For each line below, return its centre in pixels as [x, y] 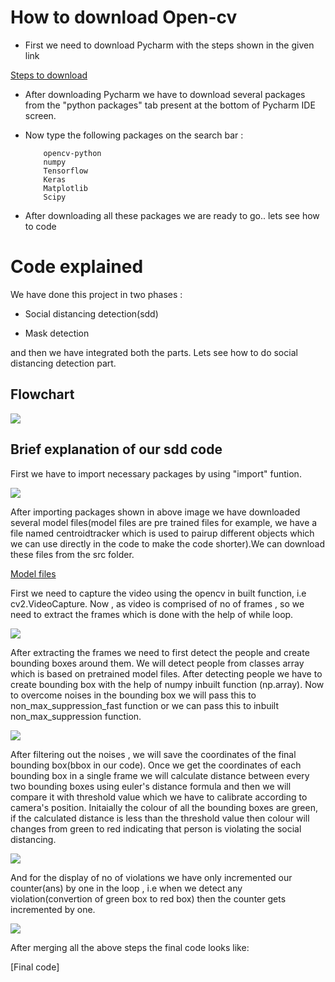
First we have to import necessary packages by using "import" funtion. [156, 473]
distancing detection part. [63, 363]
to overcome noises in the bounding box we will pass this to [133, 695]
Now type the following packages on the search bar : [134, 135]
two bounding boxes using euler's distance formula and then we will [151, 786]
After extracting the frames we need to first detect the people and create [160, 652]
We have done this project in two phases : [96, 294]
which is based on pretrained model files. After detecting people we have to [166, 673]
